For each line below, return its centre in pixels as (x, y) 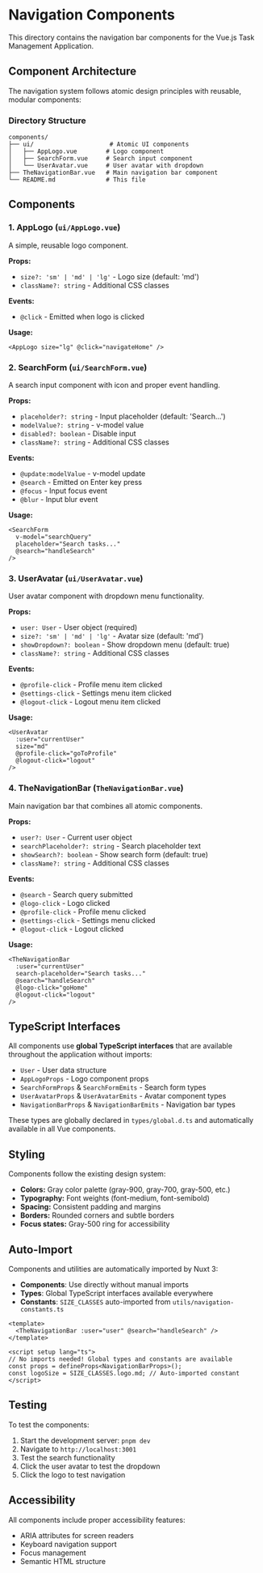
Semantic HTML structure (63, 1561)
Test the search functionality (67, 1457)
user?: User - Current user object (76, 837)
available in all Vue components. (62, 1129)
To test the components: (49, 1424)
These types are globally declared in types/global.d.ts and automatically (131, 1120)
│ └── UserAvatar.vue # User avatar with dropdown (106, 166)
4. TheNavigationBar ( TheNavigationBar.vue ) (96, 789)
